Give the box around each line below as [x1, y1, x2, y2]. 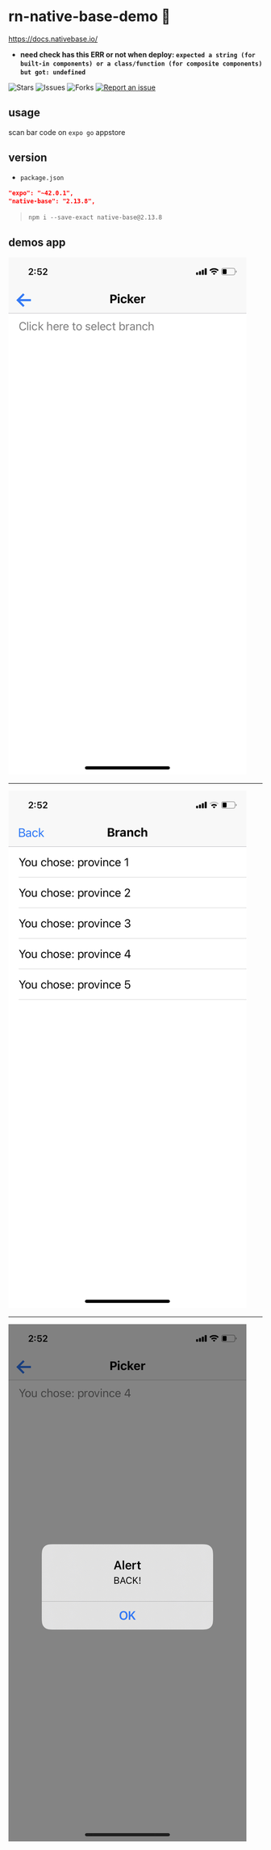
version [8, 151, 48, 165]
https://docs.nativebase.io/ [8, 34, 98, 44]
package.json [19, 174, 65, 182]
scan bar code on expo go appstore [8, 127, 126, 137]
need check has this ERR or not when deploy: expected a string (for [19, 49, 256, 59]
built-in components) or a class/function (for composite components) [19, 60, 263, 68]
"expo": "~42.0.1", [8, 189, 74, 197]
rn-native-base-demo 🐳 [8, 7, 171, 26]
